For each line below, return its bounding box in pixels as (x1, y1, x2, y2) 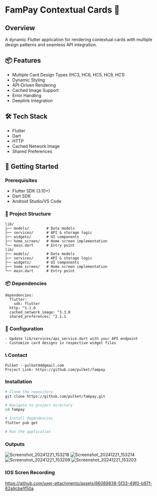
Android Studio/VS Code (12, 198, 62, 204)
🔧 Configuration (5, 325, 44, 332)
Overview (5, 24, 35, 32)
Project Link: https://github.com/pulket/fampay (5, 367, 105, 372)
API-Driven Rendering (12, 82, 56, 88)
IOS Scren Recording (5, 469, 55, 476)
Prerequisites (5, 177, 37, 184)
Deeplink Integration (12, 97, 53, 104)
